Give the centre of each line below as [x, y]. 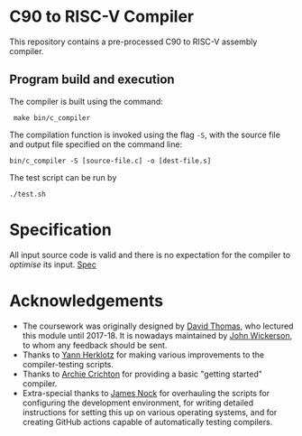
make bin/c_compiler [52, 118]
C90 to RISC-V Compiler [102, 17]
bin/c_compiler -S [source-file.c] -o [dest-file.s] [110, 161]
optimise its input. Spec [53, 264]
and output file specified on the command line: [96, 144]
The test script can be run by [63, 177]
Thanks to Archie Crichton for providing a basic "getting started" [142, 374]
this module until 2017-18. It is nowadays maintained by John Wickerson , [157, 335]
